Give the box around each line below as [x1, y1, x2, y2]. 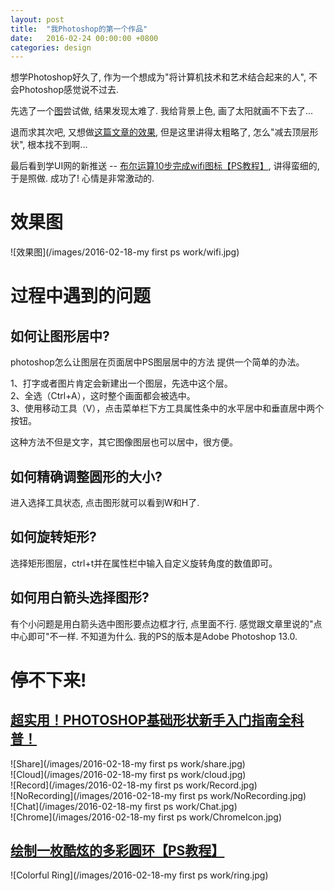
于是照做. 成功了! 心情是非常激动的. [10, 172, 155, 185]
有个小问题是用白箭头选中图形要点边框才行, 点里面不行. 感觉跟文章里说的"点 [10, 617, 323, 630]
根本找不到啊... [27, 139, 88, 151]
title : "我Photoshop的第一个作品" [10, 24, 148, 34]
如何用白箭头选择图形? [10, 589, 150, 606]
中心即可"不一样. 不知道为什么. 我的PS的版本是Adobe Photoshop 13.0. [10, 630, 298, 642]
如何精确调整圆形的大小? [10, 468, 163, 485]
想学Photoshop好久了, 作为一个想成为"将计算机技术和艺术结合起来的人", [10, 71, 307, 83]
